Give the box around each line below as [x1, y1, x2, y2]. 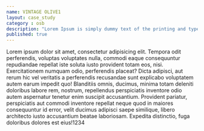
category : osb [6, 20, 45, 26]
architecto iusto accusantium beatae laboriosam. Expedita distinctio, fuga [6, 113, 190, 120]
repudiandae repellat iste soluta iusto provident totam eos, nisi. [6, 61, 164, 69]
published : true [6, 32, 47, 38]
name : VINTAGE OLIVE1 [6, 8, 61, 15]
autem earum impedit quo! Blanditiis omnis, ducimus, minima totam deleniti [6, 80, 194, 88]
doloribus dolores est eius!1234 [6, 119, 85, 126]
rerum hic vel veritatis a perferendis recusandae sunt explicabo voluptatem [6, 74, 194, 81]
